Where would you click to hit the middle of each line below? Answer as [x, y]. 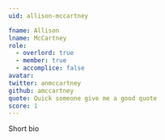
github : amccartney [41, 91]
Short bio [24, 129]
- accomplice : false [50, 68]
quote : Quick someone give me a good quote [83, 98]
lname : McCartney [38, 38]
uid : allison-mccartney [49, 16]
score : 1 [23, 106]
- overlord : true [45, 53]
